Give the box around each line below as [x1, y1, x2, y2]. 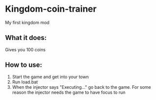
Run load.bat [12, 79, 38, 85]
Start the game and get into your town [12, 74, 89, 80]
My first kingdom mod [5, 20, 50, 25]
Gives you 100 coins [5, 46, 45, 52]
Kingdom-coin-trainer [5, 3, 97, 15]
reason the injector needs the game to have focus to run [12, 89, 126, 95]
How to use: [5, 61, 43, 69]
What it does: [5, 34, 47, 42]
